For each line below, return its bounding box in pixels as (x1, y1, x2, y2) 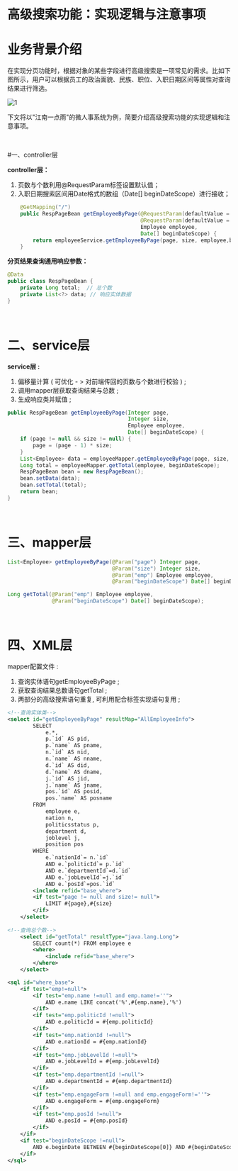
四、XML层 (7, 637, 73, 654)
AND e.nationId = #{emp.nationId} (45, 1038, 147, 1046)
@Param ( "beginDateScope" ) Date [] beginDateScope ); (52, 598, 204, 605)
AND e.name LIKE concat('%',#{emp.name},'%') (45, 999, 182, 1006)
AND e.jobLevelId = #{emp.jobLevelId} (45, 1058, 160, 1065)
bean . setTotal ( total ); (20, 481, 87, 489)
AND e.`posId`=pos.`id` (45, 880, 115, 887)
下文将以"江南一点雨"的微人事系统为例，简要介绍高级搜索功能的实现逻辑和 (7, 113, 225, 121)
